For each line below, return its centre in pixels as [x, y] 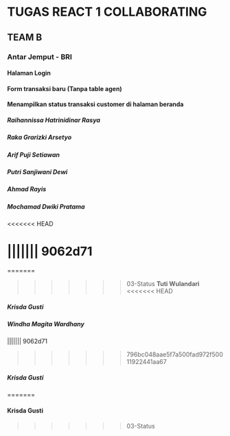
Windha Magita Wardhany [46, 324]
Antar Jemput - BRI [39, 57]
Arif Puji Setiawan [34, 154]
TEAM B [25, 37]
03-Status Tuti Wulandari [163, 284]
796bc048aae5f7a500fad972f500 [175, 354]
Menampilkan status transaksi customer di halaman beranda [95, 104]
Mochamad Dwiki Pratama [46, 206]
